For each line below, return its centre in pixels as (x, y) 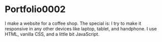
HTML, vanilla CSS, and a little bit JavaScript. (52, 34)
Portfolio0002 (35, 9)
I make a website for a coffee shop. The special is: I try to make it (73, 23)
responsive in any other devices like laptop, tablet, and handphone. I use (81, 28)
